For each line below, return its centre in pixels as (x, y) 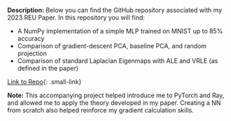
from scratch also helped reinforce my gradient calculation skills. (100, 110)
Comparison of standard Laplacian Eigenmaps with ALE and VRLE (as (118, 61)
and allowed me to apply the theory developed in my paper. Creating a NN (114, 103)
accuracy (31, 38)
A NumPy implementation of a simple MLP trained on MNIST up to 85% (120, 31)
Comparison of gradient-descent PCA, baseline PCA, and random (112, 46)
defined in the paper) (48, 68)
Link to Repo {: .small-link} (44, 82)
